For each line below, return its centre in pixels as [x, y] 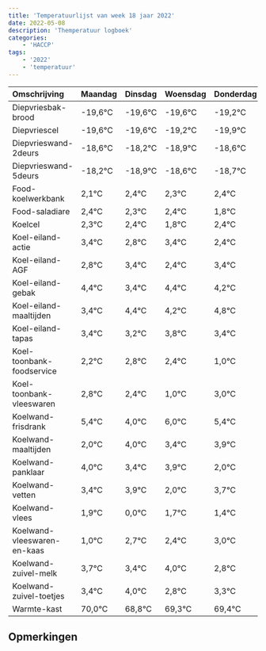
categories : [28, 38]
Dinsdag [141, 94]
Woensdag [186, 94]
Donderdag [235, 94]
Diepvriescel [36, 130]
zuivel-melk [35, 573]
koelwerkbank [38, 198]
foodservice [34, 371]
